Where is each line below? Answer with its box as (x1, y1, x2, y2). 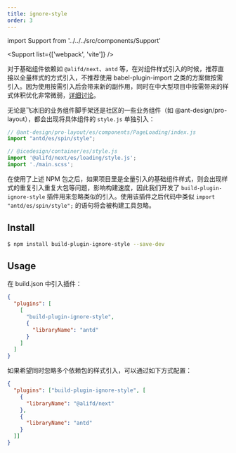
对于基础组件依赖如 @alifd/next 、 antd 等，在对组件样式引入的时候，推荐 (7, 64, 218, 73)
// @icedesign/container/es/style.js (7, 148, 118, 155)
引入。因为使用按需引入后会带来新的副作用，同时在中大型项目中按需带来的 (7, 82, 223, 90)
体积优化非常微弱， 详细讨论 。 (13, 91, 100, 99)
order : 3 (7, 17, 33, 24)
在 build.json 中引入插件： (7, 280, 82, 288)
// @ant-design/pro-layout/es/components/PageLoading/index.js (7, 128, 197, 136)
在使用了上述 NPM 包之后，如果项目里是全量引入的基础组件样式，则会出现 (7, 174, 223, 183)
